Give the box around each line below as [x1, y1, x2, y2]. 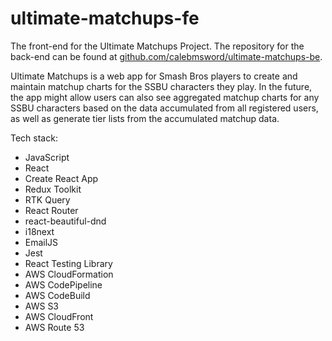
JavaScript [24, 151, 70, 163]
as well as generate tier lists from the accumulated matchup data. [10, 112, 280, 124]
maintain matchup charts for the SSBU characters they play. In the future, [10, 80, 313, 92]
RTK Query [24, 193, 71, 206]
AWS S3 [24, 300, 60, 312]
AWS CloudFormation [24, 268, 114, 280]
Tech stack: [10, 132, 58, 144]
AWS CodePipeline [24, 278, 103, 291]
